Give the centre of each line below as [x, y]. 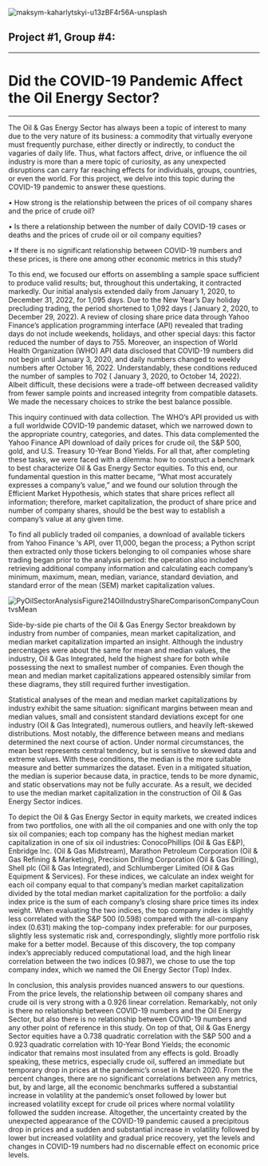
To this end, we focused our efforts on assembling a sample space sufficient [134, 274]
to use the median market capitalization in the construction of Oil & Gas [125, 793]
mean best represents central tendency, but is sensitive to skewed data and [132, 750]
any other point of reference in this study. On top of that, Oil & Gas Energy [130, 1027]
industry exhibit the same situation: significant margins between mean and [130, 708]
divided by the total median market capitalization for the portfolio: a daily [128, 893]
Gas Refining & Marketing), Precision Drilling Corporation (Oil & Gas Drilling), [134, 859]
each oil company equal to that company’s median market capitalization [126, 884]
